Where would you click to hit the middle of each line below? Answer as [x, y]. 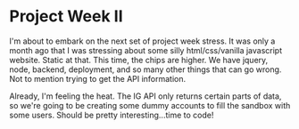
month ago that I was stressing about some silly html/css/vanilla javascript [146, 50]
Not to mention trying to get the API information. [98, 78]
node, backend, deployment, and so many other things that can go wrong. [145, 69]
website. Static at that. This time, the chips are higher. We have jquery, [139, 60]
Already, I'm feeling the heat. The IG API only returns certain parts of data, [145, 96]
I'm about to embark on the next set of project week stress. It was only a [142, 41]
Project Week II [66, 16]
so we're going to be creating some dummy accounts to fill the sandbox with [150, 105]
